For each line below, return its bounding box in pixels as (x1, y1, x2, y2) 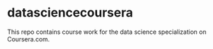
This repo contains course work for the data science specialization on (7, 28, 207, 36)
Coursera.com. (7, 35, 50, 43)
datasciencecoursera (7, 5, 133, 21)
